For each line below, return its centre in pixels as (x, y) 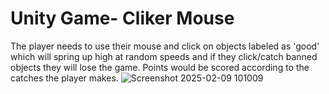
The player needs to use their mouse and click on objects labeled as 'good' (165, 46)
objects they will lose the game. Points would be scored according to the (160, 67)
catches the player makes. (64, 78)
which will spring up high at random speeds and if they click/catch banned (164, 56)
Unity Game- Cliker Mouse (122, 18)
